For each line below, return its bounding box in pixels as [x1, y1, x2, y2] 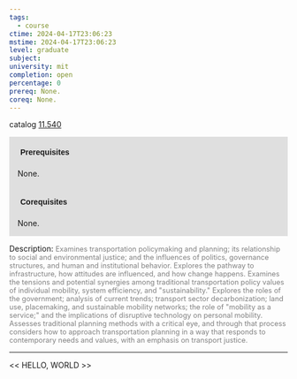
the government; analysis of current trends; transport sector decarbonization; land [9, 294, 285, 304]
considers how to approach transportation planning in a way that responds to [9, 328, 266, 337]
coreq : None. [9, 95, 57, 104]
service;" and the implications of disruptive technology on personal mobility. [9, 311, 263, 321]
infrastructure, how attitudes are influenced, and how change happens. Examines [9, 269, 280, 279]
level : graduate [9, 46, 69, 55]
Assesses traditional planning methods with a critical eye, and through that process [9, 319, 286, 329]
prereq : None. [9, 87, 62, 95]
